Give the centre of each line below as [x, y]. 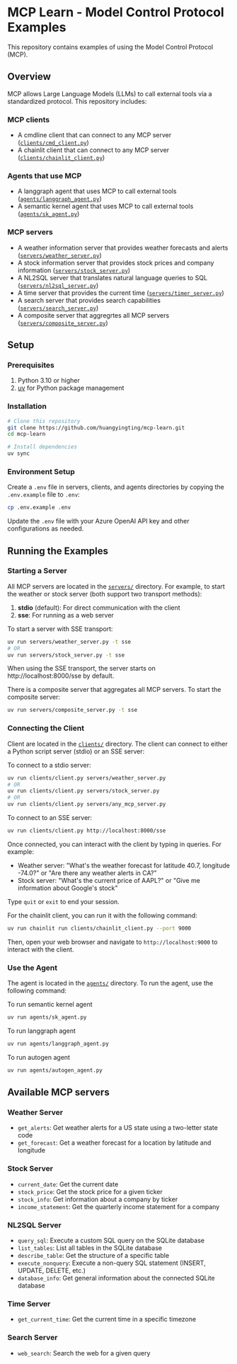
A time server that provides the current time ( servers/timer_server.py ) [121, 293]
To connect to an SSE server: [50, 818]
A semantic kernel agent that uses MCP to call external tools [105, 207]
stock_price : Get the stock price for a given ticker [90, 1191]
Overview [29, 77]
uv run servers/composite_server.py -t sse [73, 710]
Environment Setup [41, 471]
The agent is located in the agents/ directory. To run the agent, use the [110, 983]
